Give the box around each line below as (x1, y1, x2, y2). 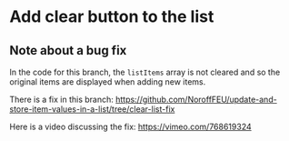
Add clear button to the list (9, 6, 214, 27)
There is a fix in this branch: (9, 94, 114, 105)
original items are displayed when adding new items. (9, 76, 206, 87)
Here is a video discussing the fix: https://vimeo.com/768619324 (9, 121, 252, 132)
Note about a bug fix (9, 43, 127, 58)
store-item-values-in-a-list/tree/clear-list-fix (9, 104, 175, 115)
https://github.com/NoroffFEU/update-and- (115, 94, 277, 105)
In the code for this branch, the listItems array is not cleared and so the (9, 66, 281, 77)
